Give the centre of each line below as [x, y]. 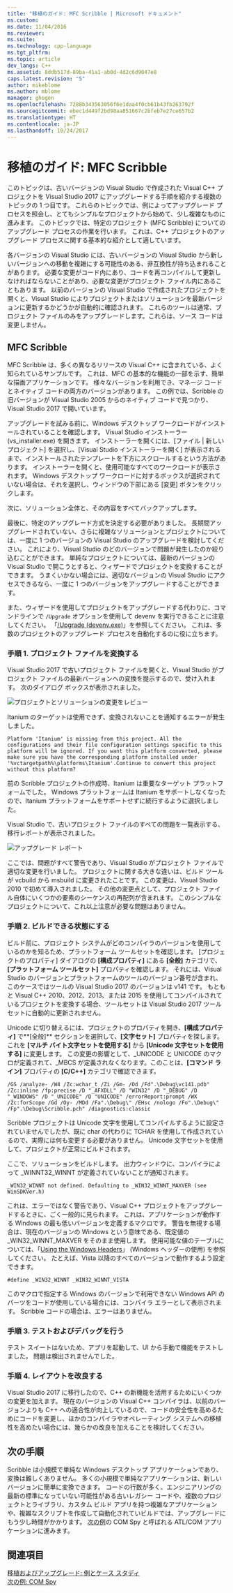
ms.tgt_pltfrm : [29, 53]
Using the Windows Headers [82, 1249]
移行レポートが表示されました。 [53, 833]
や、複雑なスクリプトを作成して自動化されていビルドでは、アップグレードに [116, 1513]
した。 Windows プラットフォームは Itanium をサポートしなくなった [128, 792]
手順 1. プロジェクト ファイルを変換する [73, 653]
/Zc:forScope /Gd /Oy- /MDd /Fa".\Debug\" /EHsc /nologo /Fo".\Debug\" [113, 1103]
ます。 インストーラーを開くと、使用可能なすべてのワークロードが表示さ [117, 467]
